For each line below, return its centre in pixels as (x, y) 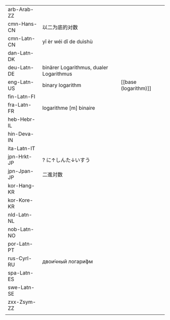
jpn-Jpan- (21, 171)
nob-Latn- (21, 229)
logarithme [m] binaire (69, 108)
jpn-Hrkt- (20, 156)
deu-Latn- (21, 67)
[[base (129, 82)
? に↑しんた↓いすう (66, 160)
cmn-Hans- (23, 24)
